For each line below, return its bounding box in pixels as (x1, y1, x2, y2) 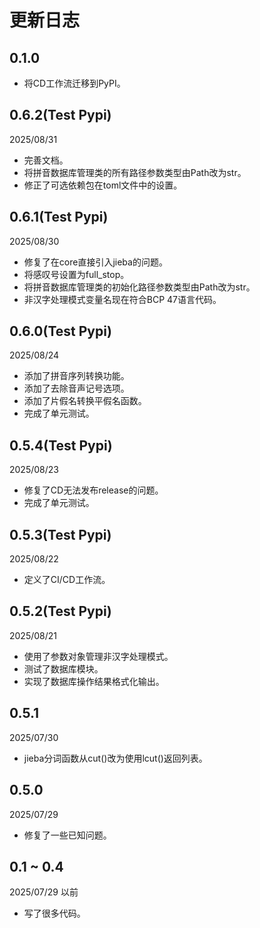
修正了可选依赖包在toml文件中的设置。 (23, 179, 183, 191)
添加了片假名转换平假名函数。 (23, 395, 147, 407)
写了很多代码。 (23, 907, 86, 920)
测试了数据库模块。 (23, 662, 104, 675)
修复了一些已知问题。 (23, 829, 112, 841)
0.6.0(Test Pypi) (9, 323, 112, 340)
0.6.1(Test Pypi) (9, 209, 109, 226)
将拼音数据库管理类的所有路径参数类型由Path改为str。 (23, 166, 247, 178)
